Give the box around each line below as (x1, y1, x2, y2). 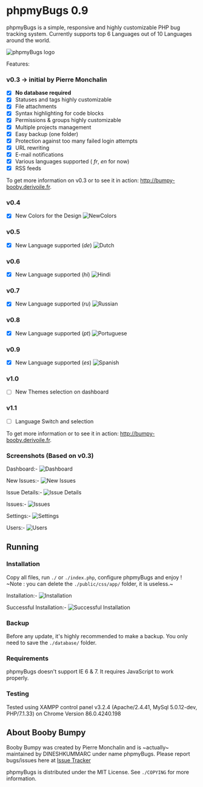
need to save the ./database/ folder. (6, 639, 97, 647)
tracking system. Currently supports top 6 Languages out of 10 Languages (6, 30, 192, 37)
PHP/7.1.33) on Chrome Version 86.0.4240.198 (6, 710, 121, 717)
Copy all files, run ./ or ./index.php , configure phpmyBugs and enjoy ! (6, 573, 182, 581)
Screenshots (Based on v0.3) (6, 451, 94, 460)
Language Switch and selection (15, 417, 94, 425)
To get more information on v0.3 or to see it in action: (6, 177, 139, 184)
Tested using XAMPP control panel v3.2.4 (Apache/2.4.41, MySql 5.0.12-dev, (6, 703, 198, 710)
